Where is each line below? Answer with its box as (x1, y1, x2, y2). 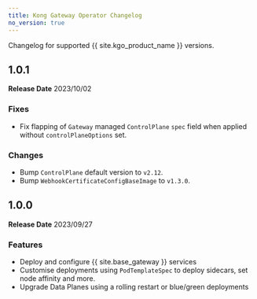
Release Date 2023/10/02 (8, 84, 92, 94)
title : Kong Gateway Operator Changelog (8, 11, 143, 20)
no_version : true (8, 19, 65, 27)
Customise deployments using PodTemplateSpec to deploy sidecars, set (19, 265, 248, 275)
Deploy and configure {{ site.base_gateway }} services (19, 257, 197, 267)
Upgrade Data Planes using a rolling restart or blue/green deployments (19, 282, 249, 292)
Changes (8, 149, 44, 161)
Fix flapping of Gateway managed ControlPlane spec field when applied (19, 121, 248, 131)
